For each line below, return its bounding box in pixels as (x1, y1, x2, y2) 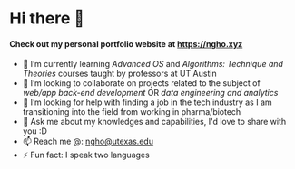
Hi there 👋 (9, 8, 84, 29)
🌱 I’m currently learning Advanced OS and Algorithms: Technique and (22, 59, 284, 70)
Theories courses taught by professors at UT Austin (22, 68, 217, 80)
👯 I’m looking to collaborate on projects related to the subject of (22, 78, 261, 89)
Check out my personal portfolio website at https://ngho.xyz (9, 38, 243, 49)
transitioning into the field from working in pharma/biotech (22, 107, 241, 117)
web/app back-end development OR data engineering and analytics (22, 88, 279, 99)
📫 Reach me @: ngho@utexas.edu (22, 136, 154, 147)
